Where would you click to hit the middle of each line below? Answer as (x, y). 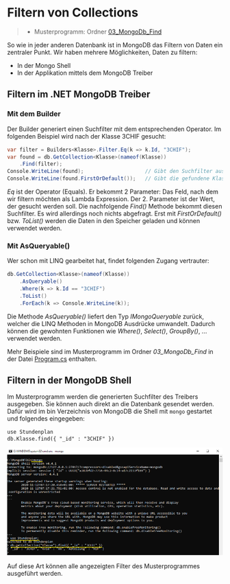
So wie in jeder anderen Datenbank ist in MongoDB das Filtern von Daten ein (115, 45)
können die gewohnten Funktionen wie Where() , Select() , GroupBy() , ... (107, 331)
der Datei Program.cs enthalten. (52, 359)
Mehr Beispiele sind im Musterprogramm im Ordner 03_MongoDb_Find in (110, 351)
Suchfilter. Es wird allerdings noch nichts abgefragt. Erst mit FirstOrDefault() (115, 213)
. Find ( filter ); (41, 164)
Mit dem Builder (34, 114)
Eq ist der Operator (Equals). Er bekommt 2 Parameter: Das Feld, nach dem (113, 191)
